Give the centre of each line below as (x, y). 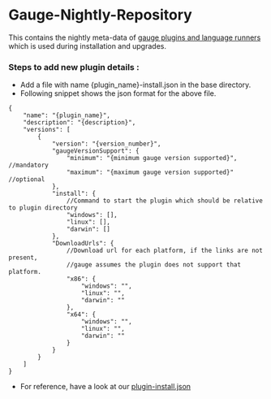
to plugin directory (43, 208)
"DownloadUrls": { (83, 244)
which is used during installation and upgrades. (87, 46)
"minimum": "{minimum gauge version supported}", (152, 158)
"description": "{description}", (80, 123)
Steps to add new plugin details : (74, 67)
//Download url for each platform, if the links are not (165, 251)
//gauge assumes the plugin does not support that (154, 265)
